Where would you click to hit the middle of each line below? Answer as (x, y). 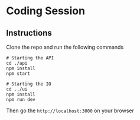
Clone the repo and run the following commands (65, 47)
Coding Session (46, 11)
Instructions (29, 33)
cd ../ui (17, 89)
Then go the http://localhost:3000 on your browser (70, 110)
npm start (18, 74)
